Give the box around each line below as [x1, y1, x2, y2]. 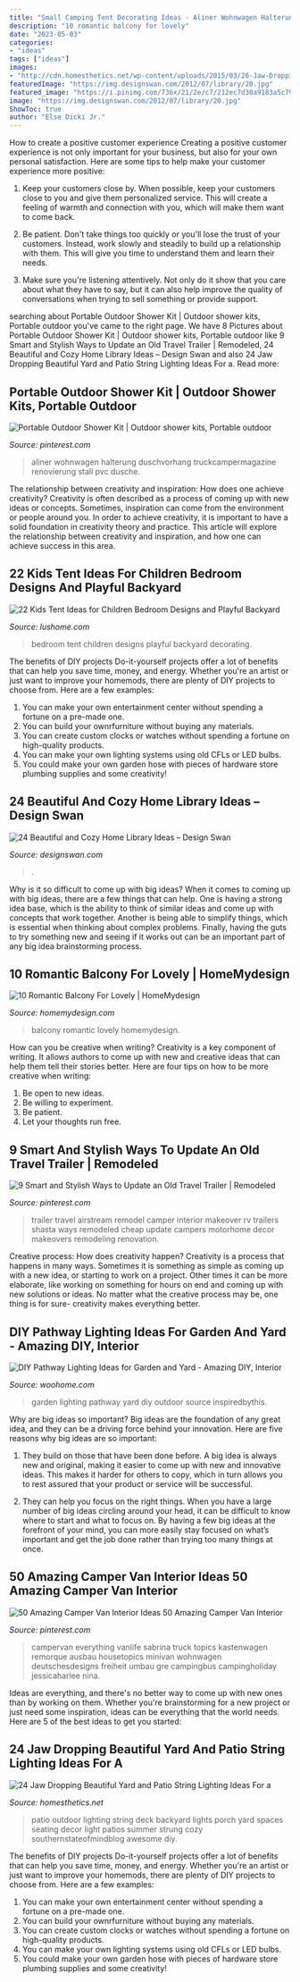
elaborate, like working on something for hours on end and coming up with [9, 1280, 284, 1290]
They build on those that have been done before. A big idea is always [21, 1450, 278, 1461]
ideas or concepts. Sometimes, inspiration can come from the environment [9, 502, 284, 513]
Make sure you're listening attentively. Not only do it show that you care [21, 274, 287, 286]
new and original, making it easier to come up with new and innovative [21, 1460, 281, 1470]
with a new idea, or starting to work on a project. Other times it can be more [9, 1270, 288, 1281]
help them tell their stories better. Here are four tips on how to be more [9, 1061, 270, 1072]
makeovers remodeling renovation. [30, 1234, 160, 1245]
